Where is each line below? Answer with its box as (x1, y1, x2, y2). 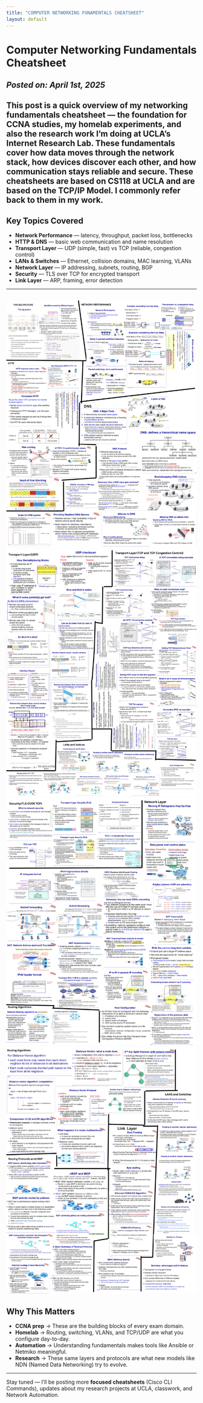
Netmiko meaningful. (14, 1348, 68, 1356)
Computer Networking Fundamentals (6, 43, 197, 57)
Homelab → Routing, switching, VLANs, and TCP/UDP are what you (14, 1329, 184, 1336)
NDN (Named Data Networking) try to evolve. (14, 1361, 128, 1368)
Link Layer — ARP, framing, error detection (14, 277, 123, 284)
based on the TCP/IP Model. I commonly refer (6, 185, 181, 196)
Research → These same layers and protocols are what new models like (14, 1355, 195, 1362)
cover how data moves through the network (6, 148, 175, 158)
